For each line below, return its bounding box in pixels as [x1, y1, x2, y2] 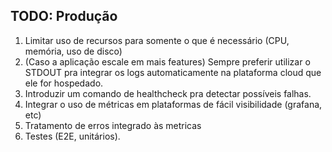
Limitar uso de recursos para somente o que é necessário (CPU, [24, 34, 290, 46]
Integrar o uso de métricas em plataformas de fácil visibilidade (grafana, [24, 98, 323, 110]
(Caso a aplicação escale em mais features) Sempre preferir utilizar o [24, 55, 311, 68]
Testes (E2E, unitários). [24, 130, 121, 142]
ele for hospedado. [24, 77, 104, 89]
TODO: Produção [10, 8, 118, 25]
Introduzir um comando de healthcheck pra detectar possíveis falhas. [24, 87, 312, 99]
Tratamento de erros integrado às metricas [24, 119, 202, 131]
